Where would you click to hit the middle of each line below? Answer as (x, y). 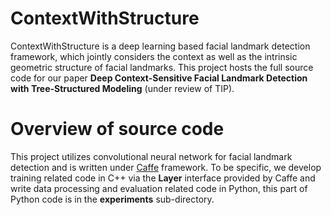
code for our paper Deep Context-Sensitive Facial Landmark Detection (159, 78)
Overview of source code (117, 129)
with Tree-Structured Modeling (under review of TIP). (122, 88)
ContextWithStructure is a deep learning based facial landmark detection (160, 46)
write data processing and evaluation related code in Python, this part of (159, 188)
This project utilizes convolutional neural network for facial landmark (151, 156)
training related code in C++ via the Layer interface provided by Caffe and (163, 178)
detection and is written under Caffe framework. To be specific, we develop (166, 167)
